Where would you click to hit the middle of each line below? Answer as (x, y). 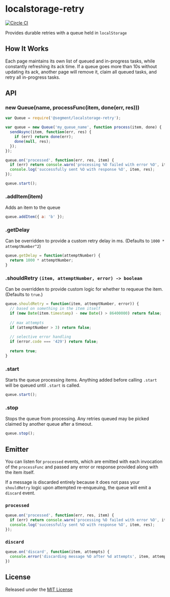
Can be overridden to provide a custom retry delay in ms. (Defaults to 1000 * (85, 241)
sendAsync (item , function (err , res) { (51, 132)
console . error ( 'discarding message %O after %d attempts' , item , (80, 556)
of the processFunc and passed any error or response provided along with (82, 467)
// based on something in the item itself (55, 309)
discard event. (20, 493)
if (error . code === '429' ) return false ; (54, 342)
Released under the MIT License (39, 589)
